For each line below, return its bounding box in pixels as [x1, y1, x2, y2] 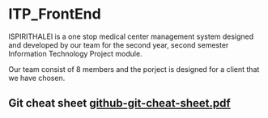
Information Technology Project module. [8, 48, 143, 58]
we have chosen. [8, 73, 66, 82]
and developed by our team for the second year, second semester [8, 40, 229, 49]
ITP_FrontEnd [8, 5, 101, 23]
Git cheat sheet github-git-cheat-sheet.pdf [8, 96, 231, 110]
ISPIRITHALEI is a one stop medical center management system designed [8, 32, 254, 41]
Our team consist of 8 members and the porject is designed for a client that [8, 64, 260, 74]
